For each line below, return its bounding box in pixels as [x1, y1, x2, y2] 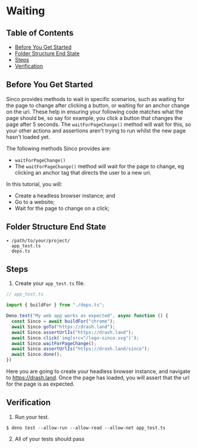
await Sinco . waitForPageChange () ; [11, 340, 97, 346]
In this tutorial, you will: [6, 180, 63, 188]
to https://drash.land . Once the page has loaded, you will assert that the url [6, 374, 190, 381]
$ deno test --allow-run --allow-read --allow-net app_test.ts [6, 425, 166, 431]
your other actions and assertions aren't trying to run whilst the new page [6, 127, 186, 134]
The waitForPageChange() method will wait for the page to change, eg [14, 162, 185, 170]
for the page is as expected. [6, 380, 75, 387]
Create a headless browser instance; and [14, 192, 116, 199]
